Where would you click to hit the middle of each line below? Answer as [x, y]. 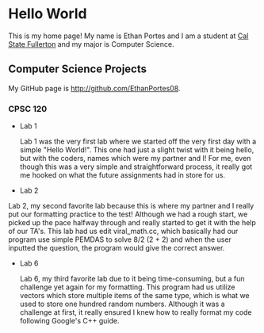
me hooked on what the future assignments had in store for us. [122, 175]
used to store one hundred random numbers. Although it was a [122, 304]
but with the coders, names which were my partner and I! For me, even [135, 159]
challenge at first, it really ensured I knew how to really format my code [136, 312]
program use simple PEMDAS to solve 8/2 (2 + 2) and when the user [120, 239]
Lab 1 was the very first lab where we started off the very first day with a [138, 142]
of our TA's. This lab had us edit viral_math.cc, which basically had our [123, 232]
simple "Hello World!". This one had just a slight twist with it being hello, [137, 150]
